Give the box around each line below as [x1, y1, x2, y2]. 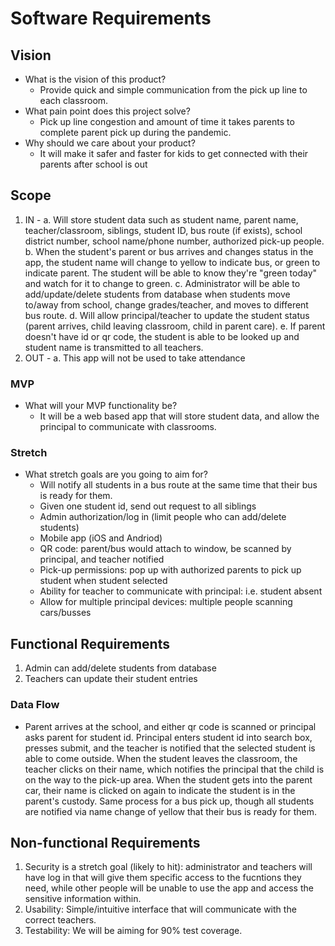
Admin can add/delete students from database [24, 662, 217, 674]
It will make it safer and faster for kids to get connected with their [39, 148, 309, 159]
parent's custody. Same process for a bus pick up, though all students [24, 795, 315, 807]
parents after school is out [39, 158, 148, 170]
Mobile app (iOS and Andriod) [39, 532, 163, 544]
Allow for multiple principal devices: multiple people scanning [39, 596, 293, 608]
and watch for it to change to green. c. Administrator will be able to [24, 277, 301, 289]
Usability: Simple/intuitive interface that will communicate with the [24, 903, 297, 916]
